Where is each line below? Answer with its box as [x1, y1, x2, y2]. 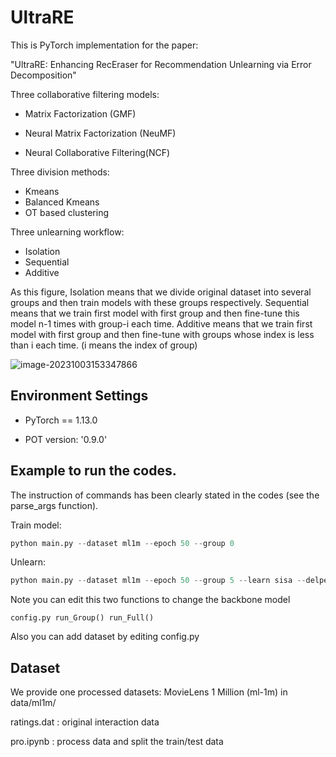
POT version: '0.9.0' [24, 433, 108, 445]
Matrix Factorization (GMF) [24, 107, 137, 120]
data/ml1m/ [10, 697, 57, 709]
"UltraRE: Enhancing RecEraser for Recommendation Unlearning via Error [10, 58, 312, 70]
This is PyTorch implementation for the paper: [10, 39, 199, 51]
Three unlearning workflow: [10, 226, 125, 238]
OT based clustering [24, 206, 110, 218]
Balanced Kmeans [24, 196, 100, 208]
